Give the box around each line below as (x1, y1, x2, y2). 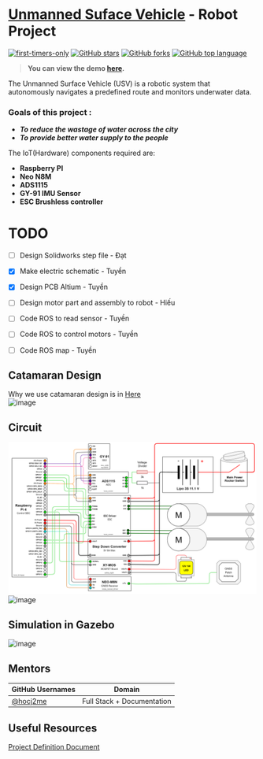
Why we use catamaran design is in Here (8, 390, 142, 399)
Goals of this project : (8, 106, 92, 117)
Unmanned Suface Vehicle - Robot (8, 6, 239, 24)
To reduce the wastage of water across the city (19, 124, 179, 135)
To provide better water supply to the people (19, 133, 169, 143)
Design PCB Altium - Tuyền (19, 282, 109, 292)
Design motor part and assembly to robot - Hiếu (19, 298, 176, 308)
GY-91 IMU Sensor (19, 189, 81, 198)
